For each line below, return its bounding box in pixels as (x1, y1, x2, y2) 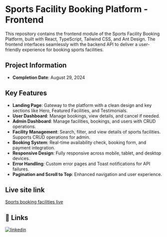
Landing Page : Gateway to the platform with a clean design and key (12, 102, 152, 108)
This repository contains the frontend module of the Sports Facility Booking (5, 30, 160, 36)
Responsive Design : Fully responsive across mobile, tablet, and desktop (12, 150, 162, 156)
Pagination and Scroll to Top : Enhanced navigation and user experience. (12, 171, 162, 177)
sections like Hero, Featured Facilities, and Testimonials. (12, 107, 128, 113)
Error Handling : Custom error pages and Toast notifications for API (12, 160, 151, 166)
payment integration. (12, 144, 55, 150)
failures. (12, 166, 29, 172)
